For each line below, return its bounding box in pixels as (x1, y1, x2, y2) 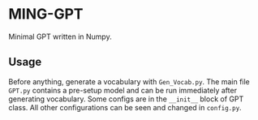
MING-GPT (8, 5, 84, 24)
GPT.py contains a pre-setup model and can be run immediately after (8, 85, 238, 95)
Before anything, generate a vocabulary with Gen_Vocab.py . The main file (8, 76, 250, 86)
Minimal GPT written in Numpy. (8, 32, 112, 41)
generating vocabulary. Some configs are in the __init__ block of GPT (8, 94, 244, 104)
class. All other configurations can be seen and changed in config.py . (8, 102, 242, 112)
